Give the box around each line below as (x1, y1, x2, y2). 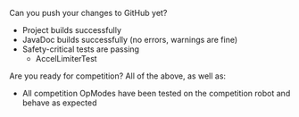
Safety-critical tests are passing (21, 44, 140, 54)
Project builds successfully (21, 25, 122, 35)
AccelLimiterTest (35, 54, 97, 63)
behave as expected (21, 97, 97, 108)
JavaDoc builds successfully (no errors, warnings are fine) (21, 35, 238, 45)
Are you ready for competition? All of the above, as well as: (9, 71, 226, 81)
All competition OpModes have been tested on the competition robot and (21, 88, 291, 98)
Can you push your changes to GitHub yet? (9, 8, 168, 18)
